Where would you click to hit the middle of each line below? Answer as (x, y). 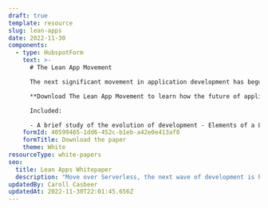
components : (28, 45)
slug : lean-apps (35, 30)
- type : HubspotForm (49, 53)
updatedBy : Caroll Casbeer (53, 184)
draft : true (28, 16)
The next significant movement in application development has (137, 82)
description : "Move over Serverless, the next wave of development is (135, 177)
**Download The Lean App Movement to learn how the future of (135, 96)
